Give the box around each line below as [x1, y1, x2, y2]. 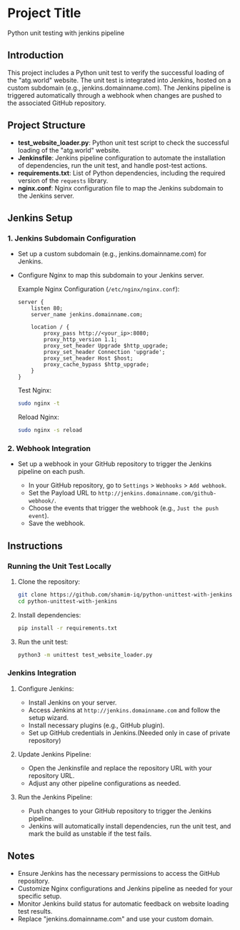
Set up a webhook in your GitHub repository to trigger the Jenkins [17, 460, 212, 468]
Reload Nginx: [17, 413, 59, 422]
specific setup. [17, 891, 62, 900]
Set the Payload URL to [28, 489, 97, 497]
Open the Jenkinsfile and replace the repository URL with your [28, 764, 212, 772]
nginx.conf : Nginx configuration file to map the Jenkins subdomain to [17, 183, 224, 192]
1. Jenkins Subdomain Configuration [7, 233, 136, 243]
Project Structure [7, 119, 86, 131]
